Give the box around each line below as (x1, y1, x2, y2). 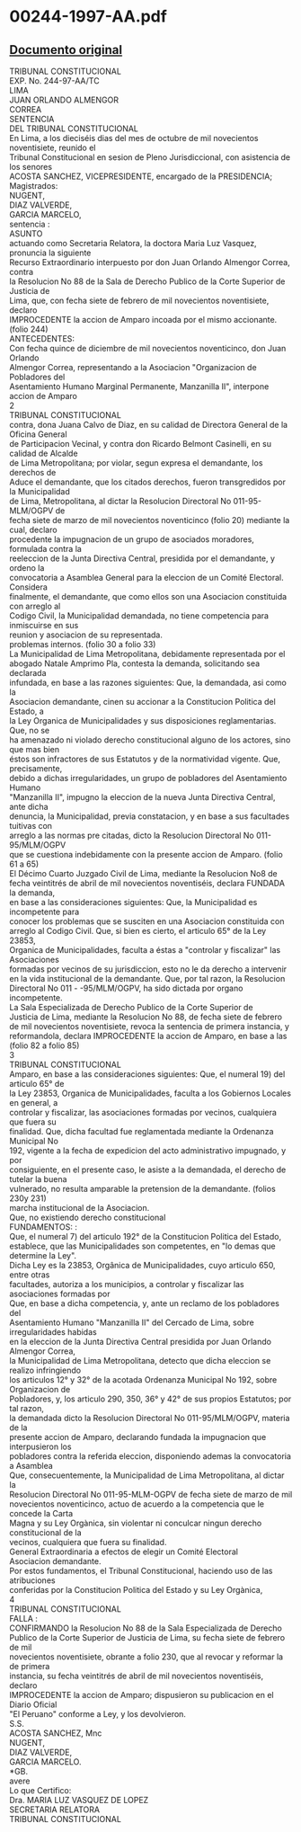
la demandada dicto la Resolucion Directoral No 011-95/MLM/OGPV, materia (9, 1413, 290, 1423)
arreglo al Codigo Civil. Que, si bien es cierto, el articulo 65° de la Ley (9, 926, 267, 936)
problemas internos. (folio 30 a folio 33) (9, 639, 156, 649)
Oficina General (9, 429, 67, 440)
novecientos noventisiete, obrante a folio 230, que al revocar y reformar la (9, 1651, 284, 1662)
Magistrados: (9, 181, 58, 191)
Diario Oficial (9, 1699, 58, 1710)
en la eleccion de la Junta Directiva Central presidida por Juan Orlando (9, 1337, 272, 1347)
